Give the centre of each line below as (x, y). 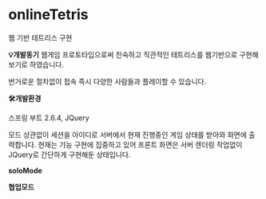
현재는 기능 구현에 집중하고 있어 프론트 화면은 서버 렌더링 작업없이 (140, 144)
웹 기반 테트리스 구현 (40, 37)
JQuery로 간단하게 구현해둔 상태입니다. (69, 154)
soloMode (25, 170)
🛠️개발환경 (25, 98)
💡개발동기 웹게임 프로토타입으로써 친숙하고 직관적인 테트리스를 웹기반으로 (123, 54)
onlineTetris (48, 15)
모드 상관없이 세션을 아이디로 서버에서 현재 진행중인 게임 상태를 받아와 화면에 (128, 135)
